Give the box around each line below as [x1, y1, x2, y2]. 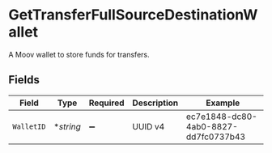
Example [206, 97, 240, 108]
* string [53, 121, 81, 132]
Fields [8, 73, 40, 87]
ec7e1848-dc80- [185, 111, 257, 122]
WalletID [12, 121, 46, 131]
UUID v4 [132, 121, 165, 132]
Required [88, 97, 125, 108]
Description [132, 97, 179, 108]
